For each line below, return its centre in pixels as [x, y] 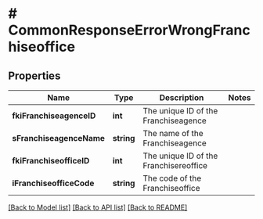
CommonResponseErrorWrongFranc [129, 30]
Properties [34, 75]
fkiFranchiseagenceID [54, 116]
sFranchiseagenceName [59, 138]
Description [182, 97]
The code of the [172, 178]
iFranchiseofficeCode [53, 183]
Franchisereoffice [175, 165]
